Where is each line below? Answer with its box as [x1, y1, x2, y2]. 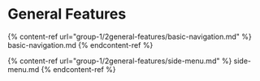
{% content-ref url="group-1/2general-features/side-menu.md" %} [7, 56, 232, 66]
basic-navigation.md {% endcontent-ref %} [7, 40, 154, 49]
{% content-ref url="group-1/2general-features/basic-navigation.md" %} [7, 32, 253, 41]
